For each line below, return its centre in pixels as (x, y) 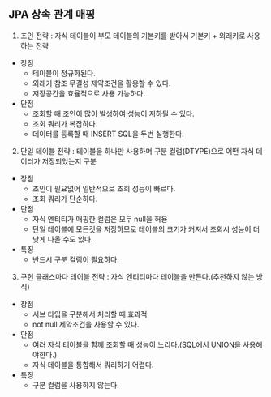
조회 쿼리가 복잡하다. (65, 123)
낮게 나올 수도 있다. (62, 239)
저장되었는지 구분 (69, 161)
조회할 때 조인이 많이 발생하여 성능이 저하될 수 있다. (113, 113)
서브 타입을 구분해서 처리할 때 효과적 (90, 314)
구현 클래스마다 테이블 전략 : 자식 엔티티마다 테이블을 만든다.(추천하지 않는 (137, 276)
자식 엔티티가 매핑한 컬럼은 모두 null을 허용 (100, 219)
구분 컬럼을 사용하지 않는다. (75, 385)
